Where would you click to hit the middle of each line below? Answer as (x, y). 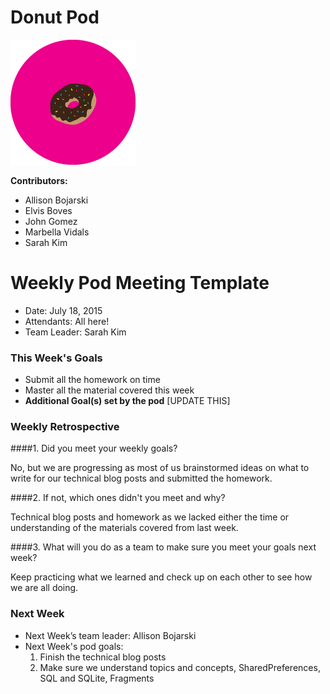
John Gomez (51, 221)
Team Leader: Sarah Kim (75, 332)
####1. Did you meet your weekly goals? (94, 448)
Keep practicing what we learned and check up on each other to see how (161, 577)
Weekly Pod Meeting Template (140, 283)
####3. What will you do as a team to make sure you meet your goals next (163, 547)
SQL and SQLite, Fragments (97, 678)
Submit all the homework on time (92, 380)
